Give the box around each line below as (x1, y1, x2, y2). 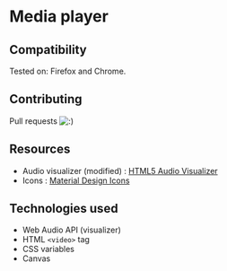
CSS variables (22, 244, 74, 255)
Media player (9, 6, 109, 27)
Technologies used (9, 201, 118, 216)
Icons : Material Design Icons (22, 175, 130, 186)
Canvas (22, 253, 51, 264)
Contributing (9, 92, 83, 107)
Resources (9, 142, 71, 157)
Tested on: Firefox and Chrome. (9, 66, 127, 76)
